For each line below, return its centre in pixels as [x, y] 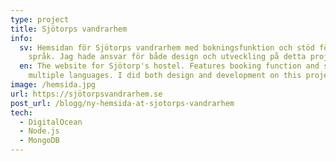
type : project [40, 19]
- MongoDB [39, 141]
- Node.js [39, 131]
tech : [21, 112]
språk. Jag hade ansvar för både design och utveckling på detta [167, 57]
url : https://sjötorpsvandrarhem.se [86, 94]
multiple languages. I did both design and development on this [165, 76]
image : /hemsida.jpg [53, 85]
